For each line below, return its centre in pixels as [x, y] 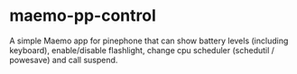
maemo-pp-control [83, 16]
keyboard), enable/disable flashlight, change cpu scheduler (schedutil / [142, 50]
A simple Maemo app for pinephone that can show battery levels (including [149, 41]
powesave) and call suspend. [64, 60]
